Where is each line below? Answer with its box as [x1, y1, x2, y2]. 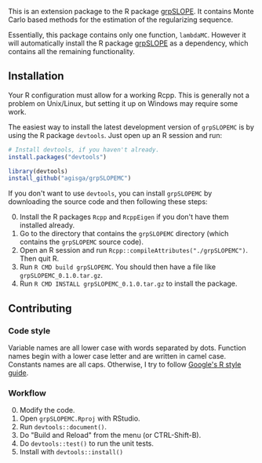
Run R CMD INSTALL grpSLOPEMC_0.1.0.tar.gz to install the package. [19, 279, 238, 289]
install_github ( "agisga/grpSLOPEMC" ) [8, 174, 132, 183]
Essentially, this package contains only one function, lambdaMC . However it [8, 31, 246, 39]
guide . [8, 368, 29, 377]
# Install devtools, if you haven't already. [8, 145, 159, 154]
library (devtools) [8, 167, 68, 175]
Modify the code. [19, 406, 75, 415]
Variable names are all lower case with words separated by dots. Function [8, 343, 246, 352]
